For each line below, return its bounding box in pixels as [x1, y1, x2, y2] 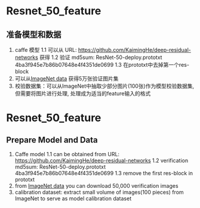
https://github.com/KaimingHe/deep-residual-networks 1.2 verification [14, 157, 189, 164]
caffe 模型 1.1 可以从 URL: [14, 46, 77, 53]
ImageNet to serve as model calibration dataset [14, 195, 132, 202]
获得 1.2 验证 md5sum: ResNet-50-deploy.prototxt [39, 54, 162, 61]
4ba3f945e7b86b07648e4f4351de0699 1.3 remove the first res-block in [14, 170, 193, 176]
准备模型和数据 [6, 29, 61, 39]
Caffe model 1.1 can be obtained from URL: [14, 151, 120, 157]
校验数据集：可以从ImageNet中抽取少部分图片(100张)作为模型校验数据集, [14, 82, 195, 89]
